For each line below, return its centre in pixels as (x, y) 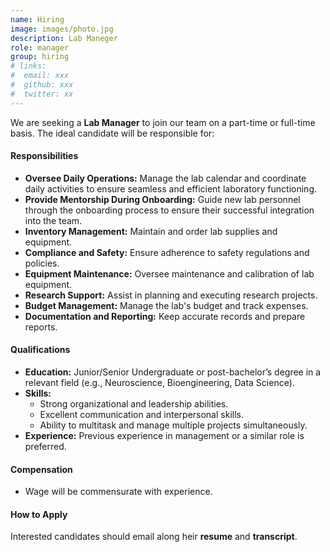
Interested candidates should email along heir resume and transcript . (154, 537)
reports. (41, 327)
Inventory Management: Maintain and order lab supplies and (151, 231)
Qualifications (40, 350)
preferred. (45, 447)
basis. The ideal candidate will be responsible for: (112, 133)
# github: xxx (42, 85)
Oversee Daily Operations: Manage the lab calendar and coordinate (165, 178)
